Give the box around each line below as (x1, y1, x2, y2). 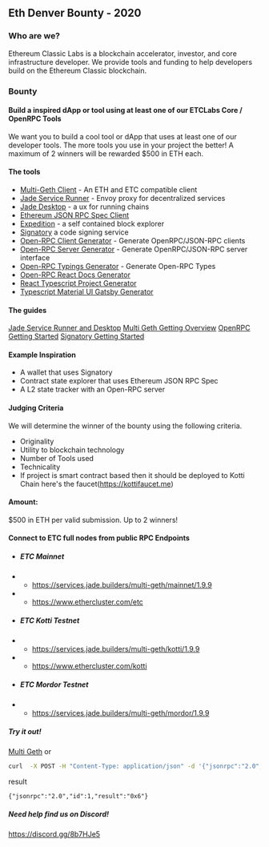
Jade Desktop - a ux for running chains (19, 202, 150, 211)
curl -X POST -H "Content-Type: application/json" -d (8, 762, 195, 771)
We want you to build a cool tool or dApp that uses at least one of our (8, 131, 238, 141)
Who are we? (8, 30, 61, 42)
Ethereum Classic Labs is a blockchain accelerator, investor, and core (8, 48, 238, 58)
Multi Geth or (8, 747, 52, 757)
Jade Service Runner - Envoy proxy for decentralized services (19, 194, 226, 203)
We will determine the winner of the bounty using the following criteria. (8, 420, 243, 431)
